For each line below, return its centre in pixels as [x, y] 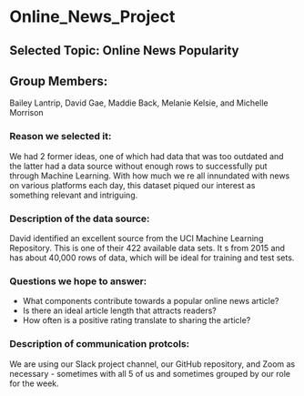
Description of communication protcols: [100, 344]
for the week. [34, 383]
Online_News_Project [92, 17]
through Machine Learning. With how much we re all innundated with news [150, 176]
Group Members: [59, 81]
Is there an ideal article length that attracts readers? [119, 310]
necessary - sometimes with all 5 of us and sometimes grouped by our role [150, 373]
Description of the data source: [80, 218]
